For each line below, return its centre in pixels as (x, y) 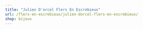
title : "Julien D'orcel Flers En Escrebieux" (53, 10)
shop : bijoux (19, 19)
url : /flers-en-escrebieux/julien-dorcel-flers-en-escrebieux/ (72, 14)
